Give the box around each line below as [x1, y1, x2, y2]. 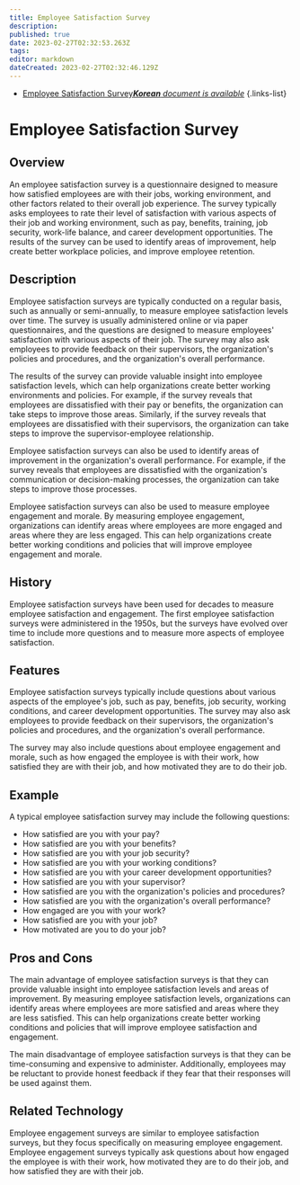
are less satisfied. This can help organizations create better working [9, 1012, 260, 1023]
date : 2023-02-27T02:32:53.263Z [9, 38, 130, 48]
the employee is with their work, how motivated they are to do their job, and [9, 1156, 289, 1167]
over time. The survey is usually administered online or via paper [9, 315, 249, 325]
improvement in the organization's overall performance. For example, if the [9, 455, 286, 466]
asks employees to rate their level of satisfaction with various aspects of [9, 208, 277, 218]
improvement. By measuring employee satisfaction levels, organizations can [9, 993, 291, 1003]
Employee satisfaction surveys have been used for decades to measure [9, 599, 274, 610]
